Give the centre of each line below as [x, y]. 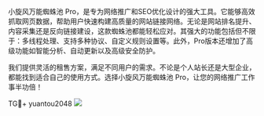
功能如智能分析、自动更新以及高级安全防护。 [87, 51]
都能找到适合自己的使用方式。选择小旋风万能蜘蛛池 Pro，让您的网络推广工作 [132, 77]
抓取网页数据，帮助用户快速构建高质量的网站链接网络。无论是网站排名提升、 [132, 21]
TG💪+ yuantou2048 [40, 103]
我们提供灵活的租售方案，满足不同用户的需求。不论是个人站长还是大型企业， [132, 67]
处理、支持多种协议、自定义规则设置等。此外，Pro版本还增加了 [144, 41]
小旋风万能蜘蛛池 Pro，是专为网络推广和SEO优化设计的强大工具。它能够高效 [132, 11]
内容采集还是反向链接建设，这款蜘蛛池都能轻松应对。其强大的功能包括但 [125, 31]
